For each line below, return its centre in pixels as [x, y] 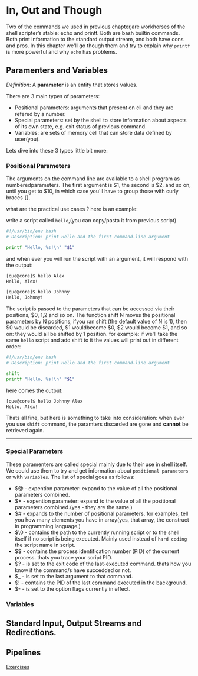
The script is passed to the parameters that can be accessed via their [90, 309]
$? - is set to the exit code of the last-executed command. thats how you [103, 564]
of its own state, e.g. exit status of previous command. [80, 126]
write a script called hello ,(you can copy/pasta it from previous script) [91, 221]
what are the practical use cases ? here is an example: [72, 209]
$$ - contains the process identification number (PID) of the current [97, 551]
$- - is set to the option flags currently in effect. [72, 588]
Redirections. [31, 633]
